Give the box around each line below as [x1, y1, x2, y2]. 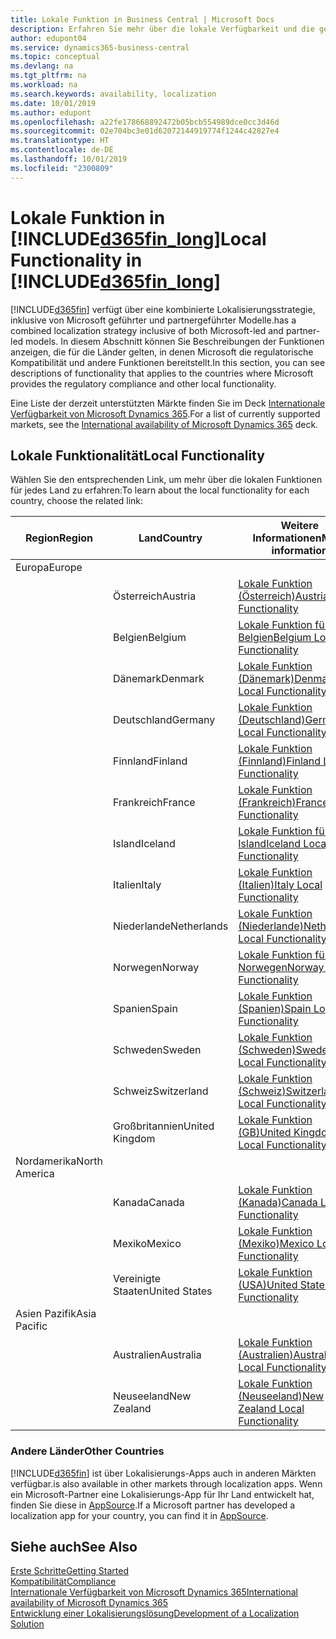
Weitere [280, 519, 319, 533]
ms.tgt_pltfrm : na [10, 71, 87, 81]
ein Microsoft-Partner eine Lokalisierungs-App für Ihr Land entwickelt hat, [10, 1488, 315, 1500]
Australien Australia [112, 1348, 202, 1362]
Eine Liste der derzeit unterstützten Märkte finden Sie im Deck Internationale [10, 397, 326, 409]
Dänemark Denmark [112, 672, 205, 686]
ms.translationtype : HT [10, 136, 110, 146]
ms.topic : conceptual [10, 52, 101, 62]
